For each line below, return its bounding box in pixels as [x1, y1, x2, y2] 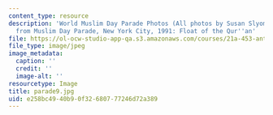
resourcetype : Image [8, 79, 79, 87]
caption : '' [15, 57, 57, 66]
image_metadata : [8, 49, 63, 57]
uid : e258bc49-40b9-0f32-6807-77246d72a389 [8, 95, 158, 103]
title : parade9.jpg [8, 87, 75, 96]
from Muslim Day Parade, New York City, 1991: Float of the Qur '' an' [15, 27, 256, 35]
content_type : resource [8, 11, 89, 20]
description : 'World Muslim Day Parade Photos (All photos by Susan [8, 19, 245, 28]
